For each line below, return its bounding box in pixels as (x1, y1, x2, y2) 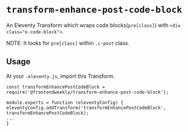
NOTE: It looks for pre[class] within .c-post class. (6, 39, 130, 46)
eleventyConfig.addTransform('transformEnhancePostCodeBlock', (6, 105, 167, 111)
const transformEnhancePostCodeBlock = (6, 84, 105, 90)
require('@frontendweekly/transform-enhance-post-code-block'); (6, 89, 169, 95)
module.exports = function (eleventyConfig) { (6, 99, 124, 105)
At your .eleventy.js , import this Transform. (6, 73, 115, 80)
